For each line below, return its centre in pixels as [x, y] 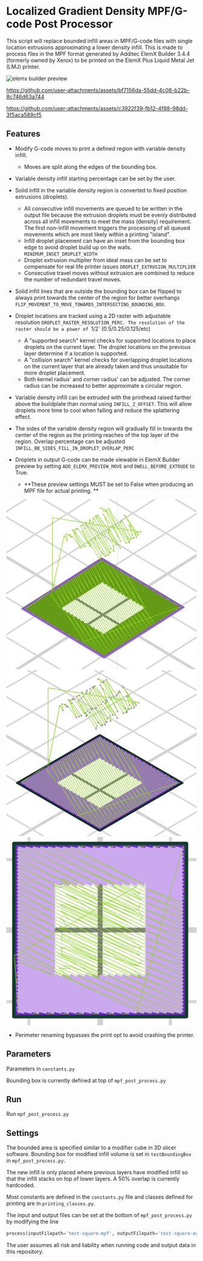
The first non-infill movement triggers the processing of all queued [107, 228]
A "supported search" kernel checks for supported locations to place [110, 340]
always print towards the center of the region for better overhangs [97, 297]
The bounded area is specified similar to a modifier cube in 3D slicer [91, 1148]
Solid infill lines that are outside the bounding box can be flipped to [98, 291]
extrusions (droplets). [42, 197]
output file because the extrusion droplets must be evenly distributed [110, 215]
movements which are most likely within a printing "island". [97, 234]
